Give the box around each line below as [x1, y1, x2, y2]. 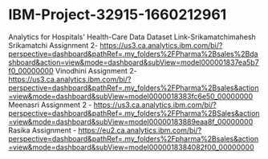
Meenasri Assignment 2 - [8, 100, 92, 109]
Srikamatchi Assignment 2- [8, 40, 99, 50]
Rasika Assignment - [8, 125, 77, 135]
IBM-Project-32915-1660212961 [8, 6, 227, 24]
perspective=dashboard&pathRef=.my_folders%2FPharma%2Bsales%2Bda [8, 49, 258, 58]
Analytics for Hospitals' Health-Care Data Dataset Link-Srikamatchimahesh [8, 32, 257, 42]
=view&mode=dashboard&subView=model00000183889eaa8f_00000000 [8, 117, 254, 126]
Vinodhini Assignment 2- [55, 66, 138, 75]
